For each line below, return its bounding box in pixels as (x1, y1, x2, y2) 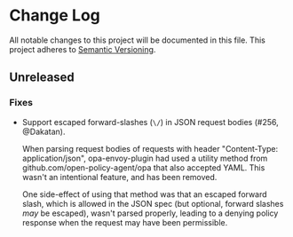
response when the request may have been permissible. (21, 217, 228, 227)
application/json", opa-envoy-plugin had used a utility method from (21, 153, 268, 163)
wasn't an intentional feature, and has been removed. (21, 171, 218, 182)
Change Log (9, 5, 100, 26)
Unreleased (9, 70, 75, 85)
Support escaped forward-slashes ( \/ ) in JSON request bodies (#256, (21, 116, 279, 127)
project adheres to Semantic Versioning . (9, 43, 156, 54)
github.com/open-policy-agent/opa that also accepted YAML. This (21, 162, 265, 173)
